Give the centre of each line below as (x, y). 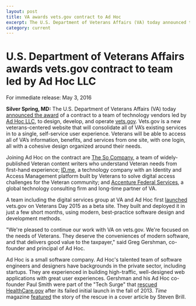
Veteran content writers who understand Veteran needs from (104, 164)
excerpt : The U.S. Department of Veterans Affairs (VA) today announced (96, 22)
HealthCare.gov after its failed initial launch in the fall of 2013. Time (87, 291)
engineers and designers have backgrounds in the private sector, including (96, 266)
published (18, 164)
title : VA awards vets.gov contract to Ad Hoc (64, 17)
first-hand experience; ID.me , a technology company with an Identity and (94, 170)
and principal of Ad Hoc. (55, 248)
